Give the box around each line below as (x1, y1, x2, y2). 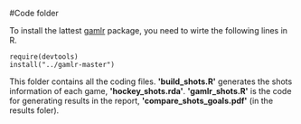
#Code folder (9, 8, 59, 18)
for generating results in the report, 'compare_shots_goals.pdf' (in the (9, 95, 274, 106)
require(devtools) (9, 52, 79, 62)
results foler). (9, 105, 60, 116)
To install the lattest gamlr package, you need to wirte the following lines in (9, 25, 287, 35)
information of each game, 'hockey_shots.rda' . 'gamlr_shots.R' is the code (9, 86, 292, 96)
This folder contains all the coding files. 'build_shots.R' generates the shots (9, 76, 293, 87)
